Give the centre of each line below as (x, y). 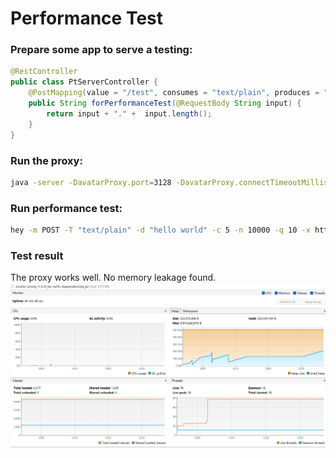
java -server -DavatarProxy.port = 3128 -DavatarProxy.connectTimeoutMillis (169, 182)
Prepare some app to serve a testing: (101, 50)
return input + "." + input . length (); (129, 113)
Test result (37, 255)
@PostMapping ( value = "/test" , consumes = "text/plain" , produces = (174, 93)
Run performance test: (66, 208)
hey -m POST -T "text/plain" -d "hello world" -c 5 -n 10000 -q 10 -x (160, 230)
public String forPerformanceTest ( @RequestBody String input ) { (165, 103)
